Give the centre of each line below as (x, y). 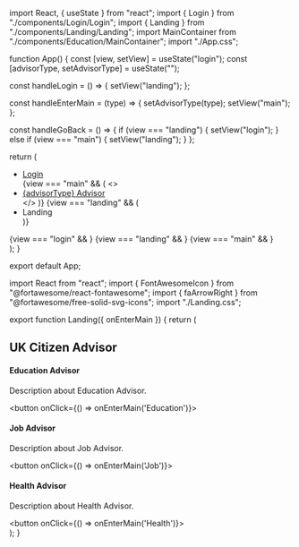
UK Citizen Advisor (64, 348)
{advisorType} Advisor (64, 193)
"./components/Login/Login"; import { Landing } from (107, 22)
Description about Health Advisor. (72, 506)
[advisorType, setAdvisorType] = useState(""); (95, 68)
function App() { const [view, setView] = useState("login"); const (128, 59)
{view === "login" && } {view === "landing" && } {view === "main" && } (141, 239)
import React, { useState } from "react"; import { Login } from (122, 13)
